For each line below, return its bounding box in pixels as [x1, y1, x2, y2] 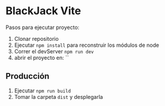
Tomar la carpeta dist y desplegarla [14, 93, 104, 100]
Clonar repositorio [14, 35, 59, 42]
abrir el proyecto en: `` [14, 54, 69, 61]
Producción [5, 71, 50, 81]
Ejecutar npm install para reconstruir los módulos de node [14, 41, 159, 49]
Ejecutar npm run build [14, 87, 71, 94]
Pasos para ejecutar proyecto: [5, 24, 80, 31]
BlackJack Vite [5, 4, 82, 18]
